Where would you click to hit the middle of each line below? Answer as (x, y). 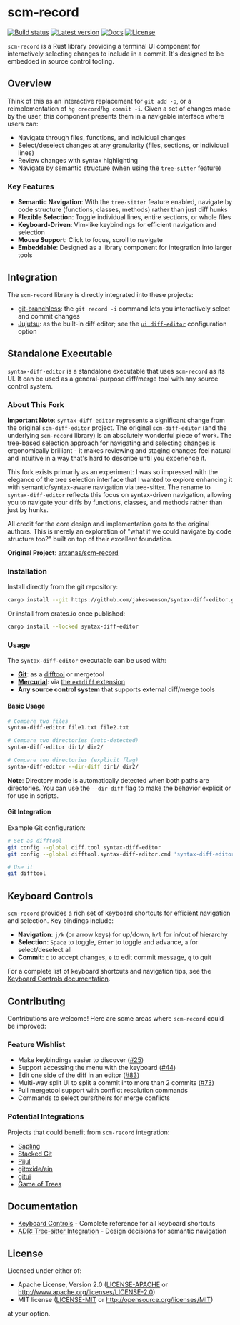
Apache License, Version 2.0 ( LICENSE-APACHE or (93, 1285)
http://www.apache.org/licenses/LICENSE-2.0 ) (86, 1292)
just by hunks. (28, 510)
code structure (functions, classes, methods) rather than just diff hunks (122, 210)
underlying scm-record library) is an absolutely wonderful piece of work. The (120, 435)
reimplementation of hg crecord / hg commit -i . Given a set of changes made (119, 109)
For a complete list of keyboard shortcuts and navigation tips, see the (109, 971)
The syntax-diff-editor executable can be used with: (87, 661)
